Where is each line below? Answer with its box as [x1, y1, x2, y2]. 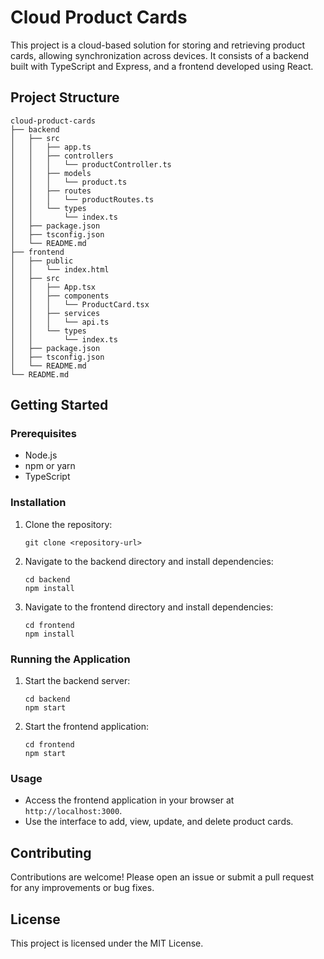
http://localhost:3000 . [24, 805, 123, 817]
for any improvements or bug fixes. [10, 882, 155, 894]
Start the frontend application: [24, 721, 149, 733]
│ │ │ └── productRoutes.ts [10, 194, 155, 205]
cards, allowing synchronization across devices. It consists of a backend [10, 49, 310, 61]
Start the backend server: [24, 675, 131, 687]
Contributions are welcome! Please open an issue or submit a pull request [10, 871, 315, 883]
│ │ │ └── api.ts [10, 317, 110, 327]
